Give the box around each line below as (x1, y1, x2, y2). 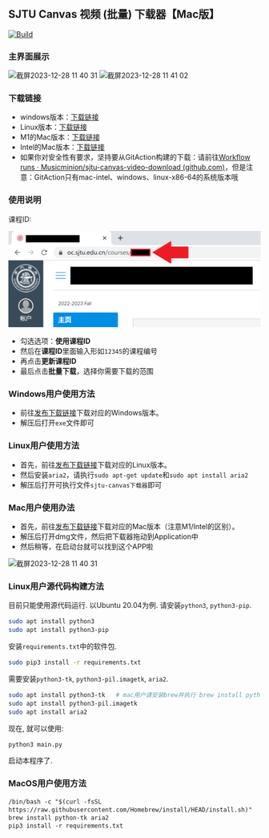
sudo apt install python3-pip (8, 626, 110, 634)
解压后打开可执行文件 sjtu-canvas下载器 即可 (19, 480, 163, 489)
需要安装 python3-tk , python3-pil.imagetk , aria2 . (8, 674, 169, 683)
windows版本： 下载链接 (19, 112, 99, 122)
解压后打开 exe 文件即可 (19, 418, 94, 427)
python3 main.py (8, 740, 62, 748)
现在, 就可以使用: (8, 723, 64, 733)
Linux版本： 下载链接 (19, 123, 88, 132)
